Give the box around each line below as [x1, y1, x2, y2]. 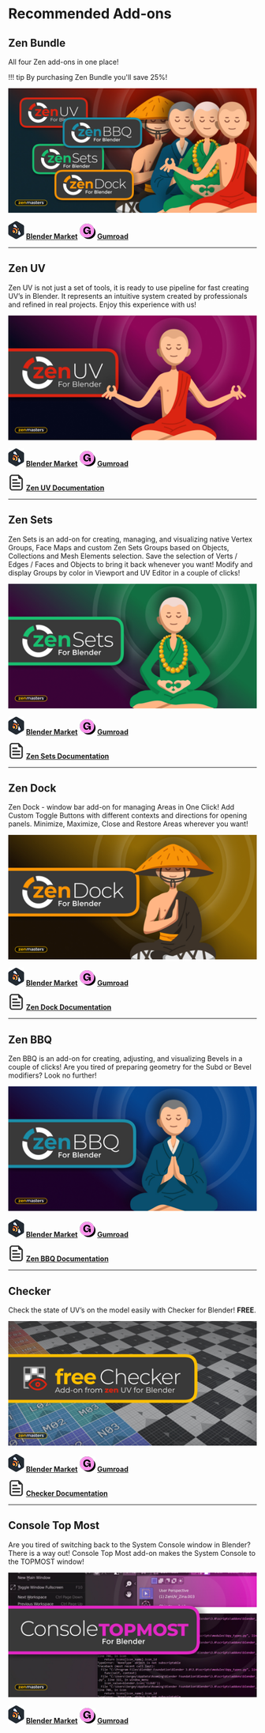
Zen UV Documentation [25, 483, 105, 493]
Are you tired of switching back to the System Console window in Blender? [8, 1539, 251, 1550]
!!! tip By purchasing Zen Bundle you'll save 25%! [8, 73, 168, 81]
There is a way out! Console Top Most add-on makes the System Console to [8, 1548, 256, 1557]
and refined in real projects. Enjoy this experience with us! [8, 300, 197, 309]
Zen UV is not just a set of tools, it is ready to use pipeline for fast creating [8, 282, 249, 293]
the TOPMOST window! [8, 1557, 84, 1566]
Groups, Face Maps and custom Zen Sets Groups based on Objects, [8, 542, 230, 552]
